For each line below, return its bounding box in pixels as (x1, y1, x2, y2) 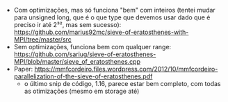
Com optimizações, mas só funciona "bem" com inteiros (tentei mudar (13, 6, 215, 14)
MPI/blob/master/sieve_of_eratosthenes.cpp (13, 58, 141, 65)
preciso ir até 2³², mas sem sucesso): (13, 21, 122, 28)
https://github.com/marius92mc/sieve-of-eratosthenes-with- (13, 28, 189, 36)
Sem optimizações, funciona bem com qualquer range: (13, 43, 172, 51)
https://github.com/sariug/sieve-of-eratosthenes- (13, 50, 156, 58)
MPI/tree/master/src (13, 35, 72, 44)
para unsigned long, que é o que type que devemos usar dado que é (13, 13, 211, 22)
